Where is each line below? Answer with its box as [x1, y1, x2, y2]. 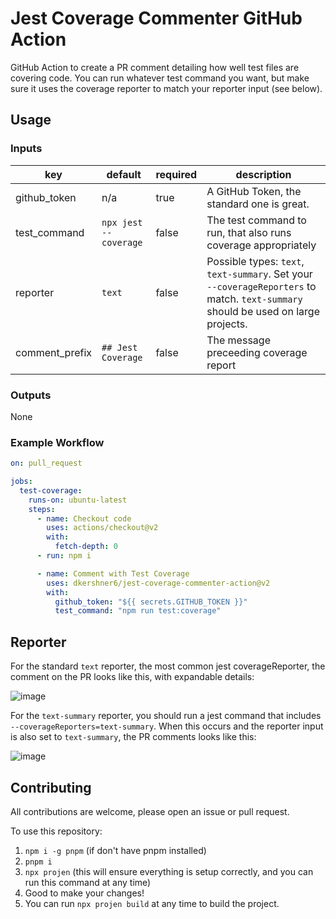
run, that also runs [206, 225, 292, 239]
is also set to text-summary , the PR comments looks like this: [10, 731, 257, 743]
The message [206, 333, 271, 347]
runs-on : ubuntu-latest [28, 495, 128, 505]
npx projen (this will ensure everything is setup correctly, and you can [24, 865, 314, 877]
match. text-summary [206, 292, 303, 306]
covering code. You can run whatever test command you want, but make [10, 72, 310, 84]
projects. [206, 317, 248, 331]
